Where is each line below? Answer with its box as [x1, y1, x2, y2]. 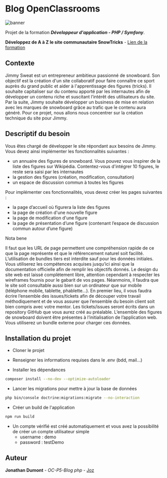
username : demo [19, 434, 56, 440]
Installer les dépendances [12, 367, 66, 373]
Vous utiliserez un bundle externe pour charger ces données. [5, 319, 131, 325]
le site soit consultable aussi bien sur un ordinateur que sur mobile [5, 282, 142, 288]
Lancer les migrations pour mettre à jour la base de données [12, 386, 137, 392]
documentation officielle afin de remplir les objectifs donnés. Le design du [5, 266, 158, 272]
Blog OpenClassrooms [5, 3, 100, 15]
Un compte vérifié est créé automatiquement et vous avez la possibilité [12, 423, 159, 429]
